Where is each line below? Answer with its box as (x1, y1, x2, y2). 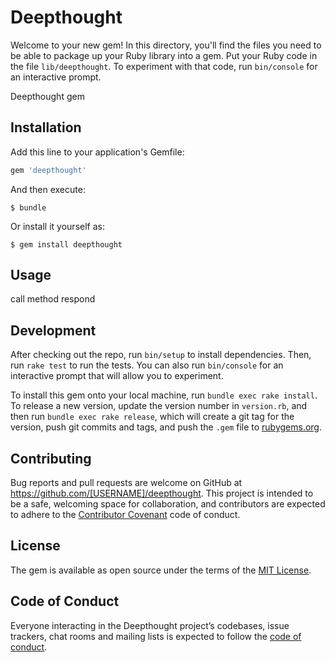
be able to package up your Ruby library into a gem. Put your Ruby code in (10, 49, 318, 61)
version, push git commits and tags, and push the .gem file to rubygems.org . (10, 421, 323, 433)
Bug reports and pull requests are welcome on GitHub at (10, 477, 243, 489)
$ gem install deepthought (10, 239, 123, 250)
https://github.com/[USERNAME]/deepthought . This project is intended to (10, 487, 314, 500)
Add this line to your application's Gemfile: (10, 146, 185, 158)
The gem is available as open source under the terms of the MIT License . (10, 564, 312, 576)
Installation (10, 119, 82, 136)
